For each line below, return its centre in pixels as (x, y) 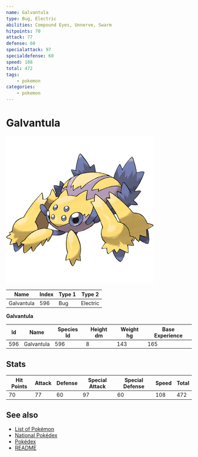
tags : (13, 74)
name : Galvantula (27, 12)
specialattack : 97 (29, 50)
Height (99, 329)
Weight (130, 329)
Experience (168, 335)
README (26, 448)
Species (68, 329)
